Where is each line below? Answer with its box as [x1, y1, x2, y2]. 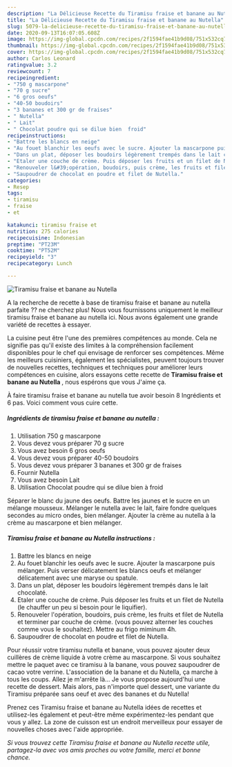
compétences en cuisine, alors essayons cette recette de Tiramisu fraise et [7, 370, 223, 378]
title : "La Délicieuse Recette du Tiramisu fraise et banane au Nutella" [7, 17, 224, 23]
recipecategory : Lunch [7, 260, 72, 267]
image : [7, 36, 26, 43]
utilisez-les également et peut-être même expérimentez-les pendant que [7, 710, 214, 719]
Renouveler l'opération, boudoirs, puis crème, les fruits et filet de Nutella [17, 610, 224, 619]
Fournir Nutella [17, 468, 60, 476]
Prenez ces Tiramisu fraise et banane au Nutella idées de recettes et [7, 703, 202, 711]
